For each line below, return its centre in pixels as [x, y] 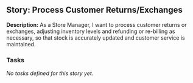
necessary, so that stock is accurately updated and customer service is [96, 38]
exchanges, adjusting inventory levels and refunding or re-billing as [91, 31]
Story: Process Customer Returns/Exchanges [94, 10]
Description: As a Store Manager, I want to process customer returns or [96, 24]
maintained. [21, 44]
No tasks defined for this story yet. [50, 73]
